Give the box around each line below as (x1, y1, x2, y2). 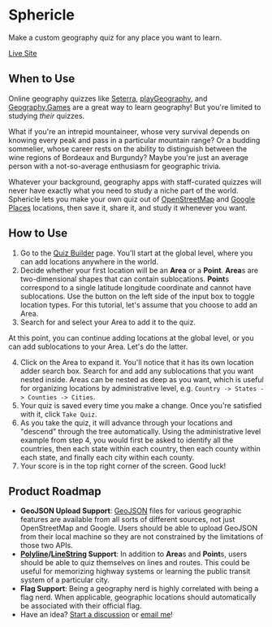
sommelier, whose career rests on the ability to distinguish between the (8, 144, 248, 154)
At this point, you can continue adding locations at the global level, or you (8, 333, 254, 342)
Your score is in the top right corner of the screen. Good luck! (19, 461, 226, 471)
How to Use (8, 226, 68, 241)
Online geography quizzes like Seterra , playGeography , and (8, 94, 208, 103)
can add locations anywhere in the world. (19, 256, 159, 266)
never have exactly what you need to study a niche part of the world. (8, 185, 239, 195)
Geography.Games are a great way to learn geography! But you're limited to (8, 102, 261, 111)
